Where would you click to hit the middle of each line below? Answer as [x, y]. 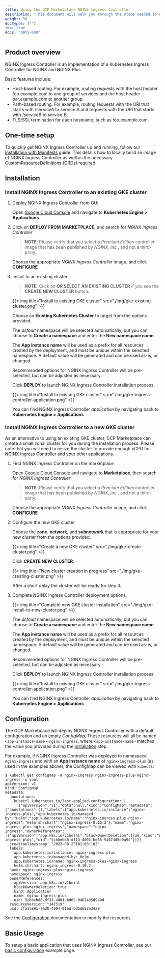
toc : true [15, 28]
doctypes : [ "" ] [21, 23]
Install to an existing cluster [40, 277]
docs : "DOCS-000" [23, 32]
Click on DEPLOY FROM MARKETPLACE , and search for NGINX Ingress [85, 227]
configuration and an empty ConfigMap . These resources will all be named [81, 736]
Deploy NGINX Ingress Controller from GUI [55, 203]
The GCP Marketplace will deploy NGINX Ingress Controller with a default [79, 731]
